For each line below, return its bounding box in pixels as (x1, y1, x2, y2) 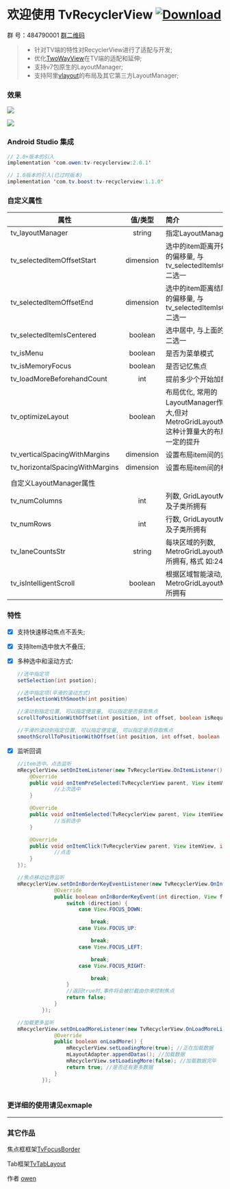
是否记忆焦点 (165, 362, 207, 372)
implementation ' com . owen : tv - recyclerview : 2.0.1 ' (7, 159, 152, 166)
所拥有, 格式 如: (165, 556, 214, 566)
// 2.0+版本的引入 (7, 153, 55, 160)
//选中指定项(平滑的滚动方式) (16, 689, 91, 697)
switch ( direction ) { (66, 900, 128, 907)
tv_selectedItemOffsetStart (10, 256, 97, 265)
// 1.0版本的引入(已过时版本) (7, 172, 84, 179)
